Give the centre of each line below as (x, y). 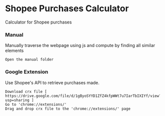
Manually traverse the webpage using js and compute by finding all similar (80, 46)
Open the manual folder (29, 60)
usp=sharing (17, 100)
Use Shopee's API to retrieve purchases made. (52, 82)
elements (14, 51)
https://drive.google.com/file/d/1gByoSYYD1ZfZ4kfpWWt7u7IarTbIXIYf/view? (83, 96)
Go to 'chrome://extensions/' (36, 104)
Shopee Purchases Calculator (67, 9)
